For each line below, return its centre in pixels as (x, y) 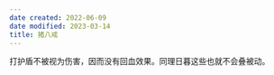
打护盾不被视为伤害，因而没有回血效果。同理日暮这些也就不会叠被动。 (140, 61)
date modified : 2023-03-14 (60, 26)
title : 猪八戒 (34, 34)
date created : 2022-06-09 (58, 18)
